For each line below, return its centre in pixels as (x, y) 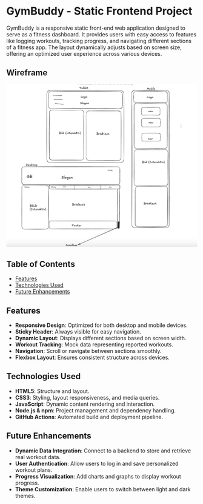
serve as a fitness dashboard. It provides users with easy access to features (101, 34)
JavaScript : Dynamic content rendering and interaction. (85, 404)
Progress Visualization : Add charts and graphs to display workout (98, 476)
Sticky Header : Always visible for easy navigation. (78, 331)
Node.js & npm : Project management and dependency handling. (95, 410)
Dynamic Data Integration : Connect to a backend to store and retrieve (103, 451)
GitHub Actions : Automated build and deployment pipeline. (89, 417)
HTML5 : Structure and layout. (52, 391)
